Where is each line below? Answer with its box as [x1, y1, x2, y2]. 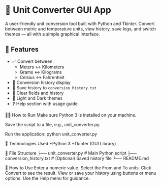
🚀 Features [5, 45, 39, 53]
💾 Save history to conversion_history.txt [12, 84, 97, 90]
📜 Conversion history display [12, 80, 71, 85]
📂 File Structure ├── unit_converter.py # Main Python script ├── [5, 150, 137, 156]
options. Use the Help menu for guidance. [5, 175, 90, 181]
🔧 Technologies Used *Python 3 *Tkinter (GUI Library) [5, 140, 116, 146]
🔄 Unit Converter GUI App [5, 4, 112, 16]
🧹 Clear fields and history [12, 90, 64, 96]
